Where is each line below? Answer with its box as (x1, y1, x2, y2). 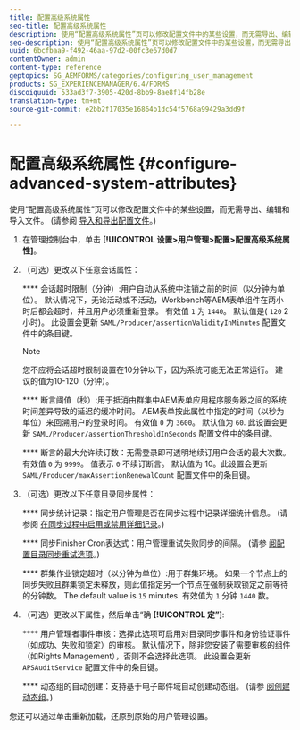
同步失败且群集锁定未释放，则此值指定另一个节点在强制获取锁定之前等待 (21, 579, 288, 590)
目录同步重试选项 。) (29, 549, 100, 560)
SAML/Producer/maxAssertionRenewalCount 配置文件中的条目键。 (21, 470, 255, 480)
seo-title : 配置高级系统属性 (9, 21, 107, 30)
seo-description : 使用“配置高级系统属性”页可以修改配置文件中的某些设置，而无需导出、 (9, 38, 298, 47)
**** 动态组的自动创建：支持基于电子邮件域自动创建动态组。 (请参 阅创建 (21, 681, 290, 692)
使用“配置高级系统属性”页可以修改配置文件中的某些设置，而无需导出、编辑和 (9, 204, 290, 215)
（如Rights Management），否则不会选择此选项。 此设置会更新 (21, 650, 252, 662)
